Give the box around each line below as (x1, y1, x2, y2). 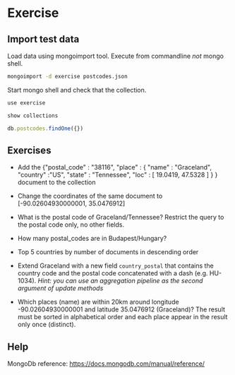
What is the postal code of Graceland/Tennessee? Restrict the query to (17, 213, 224, 222)
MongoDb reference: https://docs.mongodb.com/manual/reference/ (7, 359, 205, 368)
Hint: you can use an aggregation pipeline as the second (37, 277, 203, 285)
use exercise (7, 99, 46, 107)
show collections (7, 112, 59, 119)
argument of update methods (17, 284, 104, 292)
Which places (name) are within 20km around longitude (17, 298, 179, 306)
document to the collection (17, 178, 96, 186)
